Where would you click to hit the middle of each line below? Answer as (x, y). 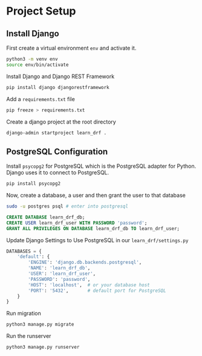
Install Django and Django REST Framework (60, 76)
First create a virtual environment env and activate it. (71, 48)
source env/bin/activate (37, 65)
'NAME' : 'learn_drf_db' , (59, 268)
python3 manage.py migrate (40, 325)
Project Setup (41, 11)
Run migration (24, 314)
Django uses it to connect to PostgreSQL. (58, 173)
